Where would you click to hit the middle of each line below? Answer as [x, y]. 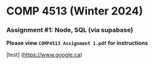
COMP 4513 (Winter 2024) [75, 11]
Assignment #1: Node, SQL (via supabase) [70, 30]
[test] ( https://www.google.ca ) [44, 55]
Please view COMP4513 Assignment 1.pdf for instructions [77, 43]
